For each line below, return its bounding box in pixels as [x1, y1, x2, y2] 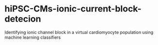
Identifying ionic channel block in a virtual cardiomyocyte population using [4, 29, 154, 35]
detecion [4, 13, 41, 24]
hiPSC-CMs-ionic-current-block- [4, 3, 142, 14]
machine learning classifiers [4, 34, 61, 40]
